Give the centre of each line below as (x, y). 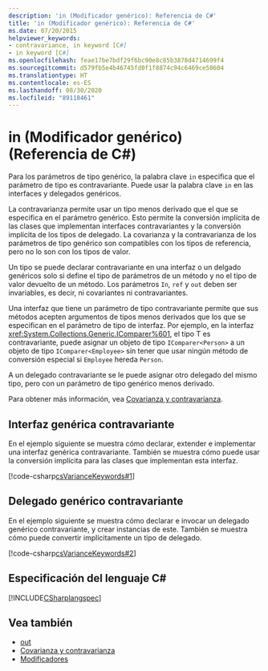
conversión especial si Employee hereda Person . (86, 360)
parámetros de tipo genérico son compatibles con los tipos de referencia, (130, 243)
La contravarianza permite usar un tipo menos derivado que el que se (123, 209)
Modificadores (44, 659)
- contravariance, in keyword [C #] (68, 46)
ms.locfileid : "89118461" (51, 98)
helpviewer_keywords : (45, 38)
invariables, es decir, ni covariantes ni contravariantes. (98, 293)
